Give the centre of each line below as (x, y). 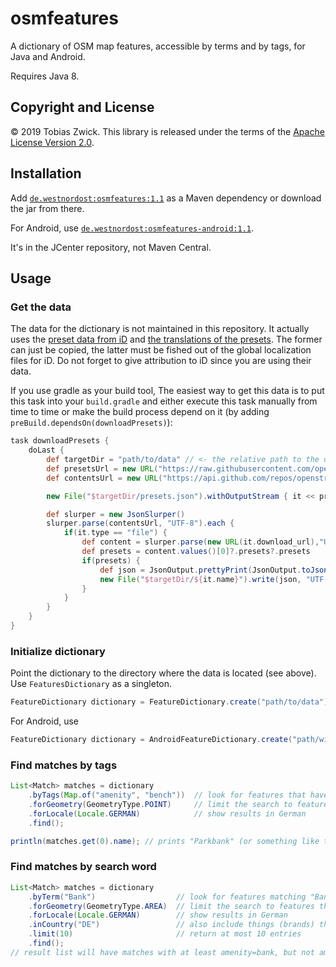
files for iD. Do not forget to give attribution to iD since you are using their (161, 361)
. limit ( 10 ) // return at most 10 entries (165, 934)
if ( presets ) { (111, 560)
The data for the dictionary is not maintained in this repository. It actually (160, 329)
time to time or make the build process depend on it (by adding (140, 412)
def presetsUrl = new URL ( (102, 468)
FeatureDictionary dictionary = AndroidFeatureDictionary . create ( (151, 740)
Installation (46, 173)
